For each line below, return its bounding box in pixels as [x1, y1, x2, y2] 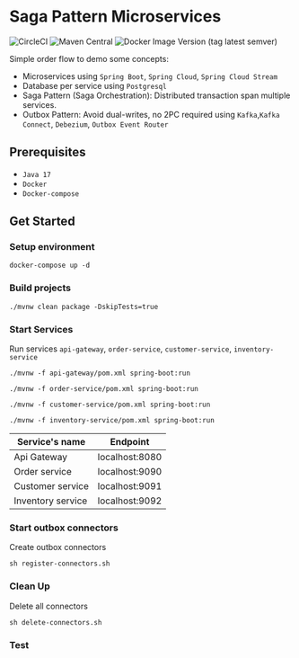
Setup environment [9, 241, 96, 253]
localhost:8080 [97, 451, 163, 464]
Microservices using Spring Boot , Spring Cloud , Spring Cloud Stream [22, 70, 278, 82]
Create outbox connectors [9, 542, 107, 553]
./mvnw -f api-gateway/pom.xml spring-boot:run [9, 369, 191, 378]
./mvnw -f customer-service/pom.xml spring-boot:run [9, 400, 211, 410]
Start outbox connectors [9, 521, 119, 534]
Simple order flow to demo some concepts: [9, 53, 169, 64]
